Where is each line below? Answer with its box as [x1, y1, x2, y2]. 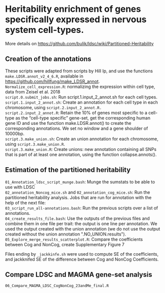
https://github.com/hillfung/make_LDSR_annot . [5, 78, 100, 84]
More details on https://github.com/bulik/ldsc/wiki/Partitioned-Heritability [5, 40, 154, 46]
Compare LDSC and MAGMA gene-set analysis [5, 270, 153, 279]
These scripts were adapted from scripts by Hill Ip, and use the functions [5, 68, 153, 74]
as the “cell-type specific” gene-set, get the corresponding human [15, 115, 151, 121]
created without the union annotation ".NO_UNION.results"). [5, 231, 127, 237]
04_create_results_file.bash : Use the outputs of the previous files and [5, 215, 150, 221]
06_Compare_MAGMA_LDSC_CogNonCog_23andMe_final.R [5, 284, 109, 289]
